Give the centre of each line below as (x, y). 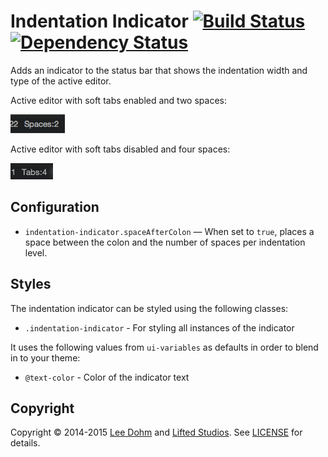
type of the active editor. (61, 81)
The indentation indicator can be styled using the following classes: (149, 308)
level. (36, 252)
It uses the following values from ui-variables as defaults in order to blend (164, 347)
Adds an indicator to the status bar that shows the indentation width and (159, 70)
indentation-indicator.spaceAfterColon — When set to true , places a (169, 231)
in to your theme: (45, 357)
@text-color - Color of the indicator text (107, 377)
